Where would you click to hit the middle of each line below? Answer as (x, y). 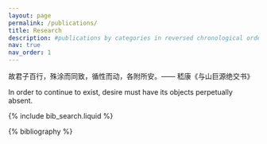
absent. (21, 101)
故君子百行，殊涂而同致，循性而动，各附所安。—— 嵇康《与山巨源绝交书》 (131, 76)
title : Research (35, 30)
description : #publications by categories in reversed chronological (126, 38)
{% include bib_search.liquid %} (61, 116)
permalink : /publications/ (53, 23)
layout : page (30, 16)
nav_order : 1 (30, 53)
